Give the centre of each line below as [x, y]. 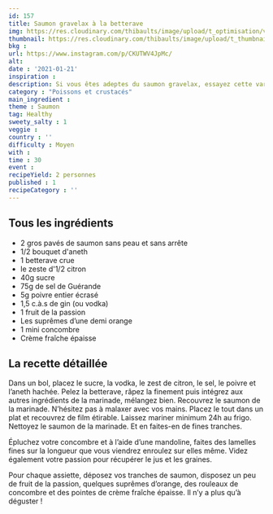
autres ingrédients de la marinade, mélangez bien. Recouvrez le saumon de [134, 401]
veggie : [23, 130]
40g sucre [37, 277]
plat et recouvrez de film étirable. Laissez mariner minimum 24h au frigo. [130, 418]
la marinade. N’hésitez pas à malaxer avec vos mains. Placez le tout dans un [136, 409]
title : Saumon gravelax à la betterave [76, 24]
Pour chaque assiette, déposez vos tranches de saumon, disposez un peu [132, 475]
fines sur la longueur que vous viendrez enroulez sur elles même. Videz [128, 451]
